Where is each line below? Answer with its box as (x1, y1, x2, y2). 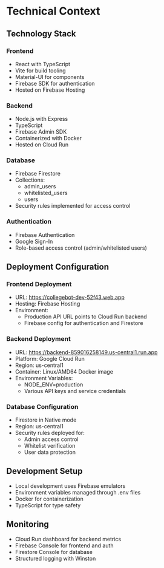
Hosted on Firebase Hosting (15, 86, 85, 94)
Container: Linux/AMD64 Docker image (15, 368, 114, 375)
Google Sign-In (15, 238, 53, 245)
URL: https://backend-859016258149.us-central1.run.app (15, 348, 158, 356)
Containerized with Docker (15, 135, 82, 142)
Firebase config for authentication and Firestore (24, 320, 143, 327)
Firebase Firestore (15, 170, 61, 177)
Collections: (15, 176, 45, 183)
